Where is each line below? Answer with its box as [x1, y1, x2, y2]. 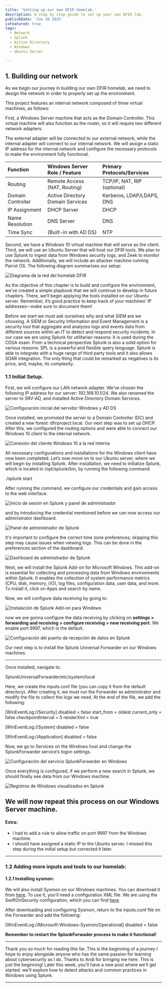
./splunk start [5, 475, 32, 482]
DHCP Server [47, 207, 79, 214]
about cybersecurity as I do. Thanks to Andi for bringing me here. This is [5, 957, 154, 963]
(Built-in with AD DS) [47, 229, 97, 236]
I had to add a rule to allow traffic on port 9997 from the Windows [12, 830, 147, 836]
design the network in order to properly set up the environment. [5, 90, 136, 96]
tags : [5, 26, 16, 31]
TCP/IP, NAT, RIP [102, 178, 142, 185]
